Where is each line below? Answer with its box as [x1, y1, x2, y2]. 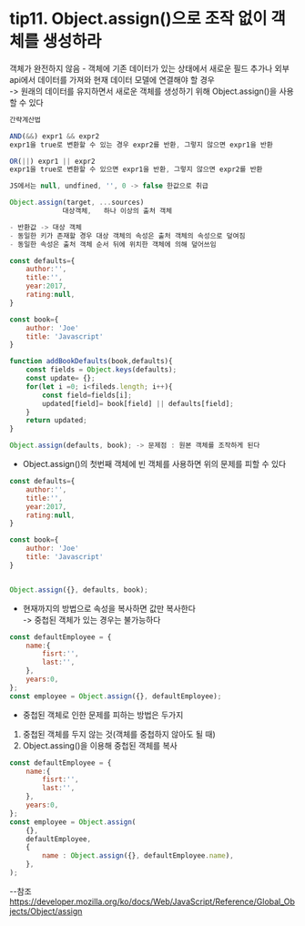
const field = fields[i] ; [42, 391, 132, 400]
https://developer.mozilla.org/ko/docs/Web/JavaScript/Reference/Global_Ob [9, 896, 296, 907]
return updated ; [25, 416, 88, 425]
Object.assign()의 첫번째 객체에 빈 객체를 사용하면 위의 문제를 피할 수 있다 [22, 459, 287, 470]
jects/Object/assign [9, 905, 83, 916]
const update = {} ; [25, 374, 96, 383]
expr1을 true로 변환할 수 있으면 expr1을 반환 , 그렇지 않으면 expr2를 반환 [9, 165, 263, 174]
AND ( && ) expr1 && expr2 [9, 131, 100, 141]
